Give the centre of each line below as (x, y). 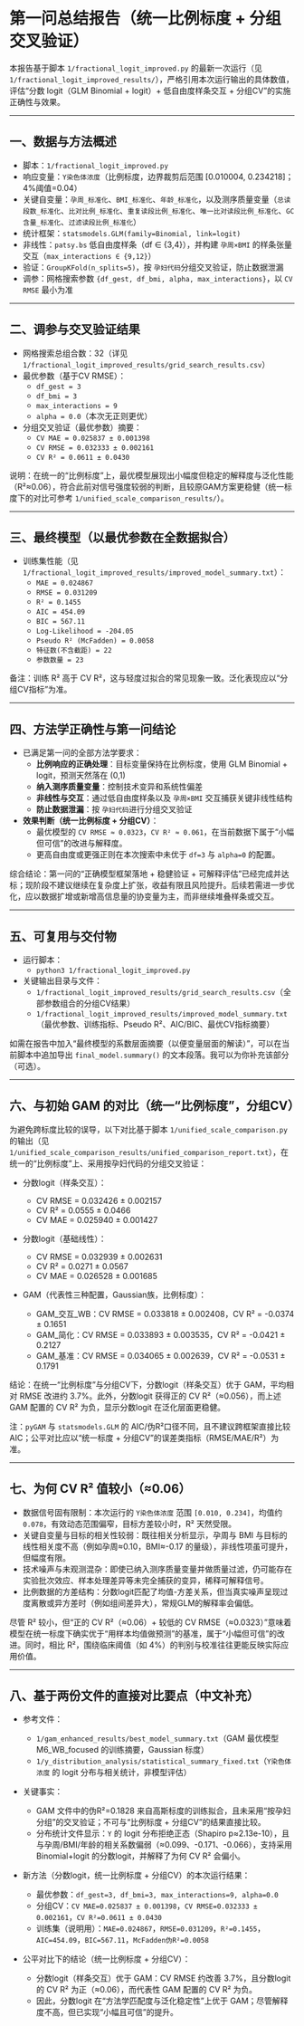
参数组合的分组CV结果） (90, 1003)
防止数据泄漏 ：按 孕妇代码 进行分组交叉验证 (114, 809)
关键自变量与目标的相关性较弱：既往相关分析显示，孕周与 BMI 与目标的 (155, 1534)
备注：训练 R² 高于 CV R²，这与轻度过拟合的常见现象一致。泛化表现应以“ (145, 678)
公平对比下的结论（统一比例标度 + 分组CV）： (106, 1959)
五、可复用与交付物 (63, 937)
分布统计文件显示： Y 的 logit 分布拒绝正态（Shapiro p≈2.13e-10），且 (163, 1833)
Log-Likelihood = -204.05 (85, 631)
